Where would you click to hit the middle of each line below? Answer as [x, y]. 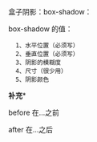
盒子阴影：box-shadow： [50, 12]
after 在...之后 [31, 130]
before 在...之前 [34, 112]
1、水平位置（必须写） [47, 46]
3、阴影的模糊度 [38, 63]
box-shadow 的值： [41, 29]
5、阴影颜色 [32, 79]
